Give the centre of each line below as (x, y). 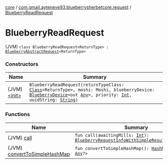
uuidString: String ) (54, 100)
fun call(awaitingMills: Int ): (112, 135)
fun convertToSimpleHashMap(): (112, 148)
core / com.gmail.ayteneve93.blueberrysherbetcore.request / (68, 7)
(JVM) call (20, 137)
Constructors (22, 64)
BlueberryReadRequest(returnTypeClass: (76, 85)
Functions (17, 114)
